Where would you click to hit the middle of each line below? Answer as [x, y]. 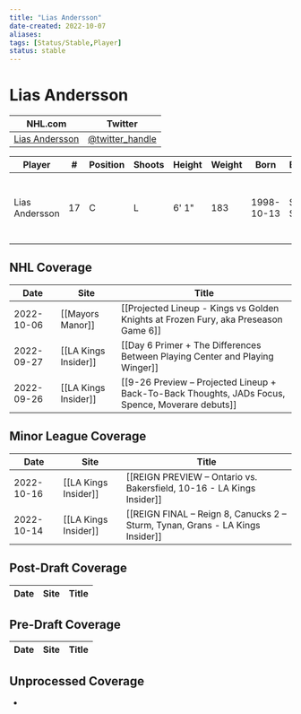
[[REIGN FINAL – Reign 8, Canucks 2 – [206, 514]
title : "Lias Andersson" [56, 17]
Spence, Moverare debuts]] [179, 405]
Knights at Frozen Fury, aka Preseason [202, 319]
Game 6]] [141, 330]
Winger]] [140, 367]
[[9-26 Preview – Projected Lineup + [198, 382]
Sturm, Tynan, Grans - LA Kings [193, 525]
